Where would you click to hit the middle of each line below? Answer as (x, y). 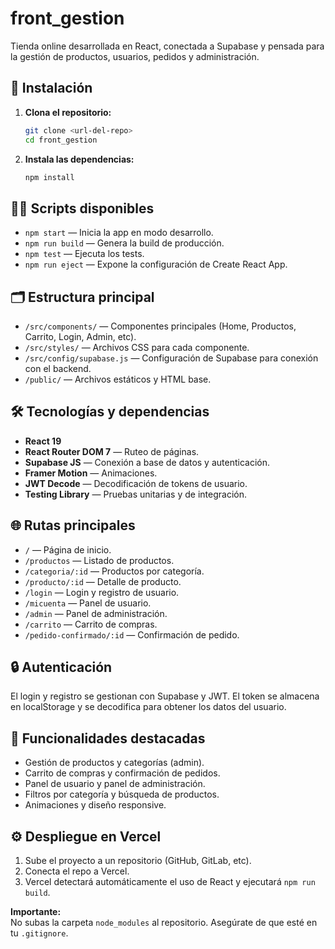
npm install (49, 177)
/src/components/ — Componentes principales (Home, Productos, (160, 326)
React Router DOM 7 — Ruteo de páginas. (112, 451)
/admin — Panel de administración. (96, 613)
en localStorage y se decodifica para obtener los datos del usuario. (148, 707)
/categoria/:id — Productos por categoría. (114, 571)
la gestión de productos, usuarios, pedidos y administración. (135, 56)
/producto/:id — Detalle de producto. (103, 581)
